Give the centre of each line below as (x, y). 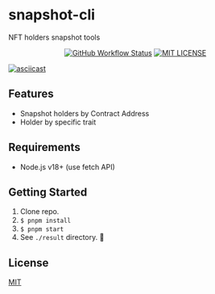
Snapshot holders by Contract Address (85, 113)
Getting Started (48, 192)
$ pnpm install (45, 221)
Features (31, 94)
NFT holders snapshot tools (54, 37)
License (29, 263)
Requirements (44, 147)
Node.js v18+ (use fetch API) (67, 166)
